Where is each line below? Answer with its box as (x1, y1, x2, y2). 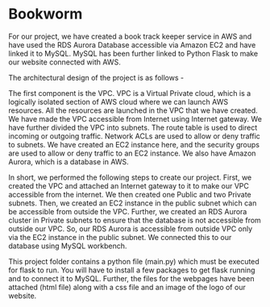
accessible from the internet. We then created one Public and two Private (8, 189, 251, 199)
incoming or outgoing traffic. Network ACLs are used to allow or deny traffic (8, 131, 260, 141)
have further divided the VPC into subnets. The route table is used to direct (8, 122, 258, 132)
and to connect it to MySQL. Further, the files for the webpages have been (8, 273, 255, 283)
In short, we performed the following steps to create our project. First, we (8, 172, 252, 182)
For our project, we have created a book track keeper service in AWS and (8, 31, 252, 41)
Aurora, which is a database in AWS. (8, 156, 129, 166)
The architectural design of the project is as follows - (8, 73, 184, 82)
